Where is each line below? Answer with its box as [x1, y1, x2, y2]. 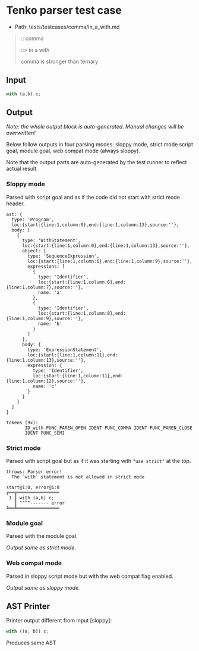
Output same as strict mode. [6, 544, 76, 551]
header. [6, 200, 25, 207]
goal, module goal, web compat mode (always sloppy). [6, 147, 141, 155]
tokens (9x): [6, 420, 39, 425]
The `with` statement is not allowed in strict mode [11, 474, 145, 480]
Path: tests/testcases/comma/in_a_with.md [14, 23, 120, 30]
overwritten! [6, 129, 36, 137]
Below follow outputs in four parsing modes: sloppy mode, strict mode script [6, 141, 194, 148]
